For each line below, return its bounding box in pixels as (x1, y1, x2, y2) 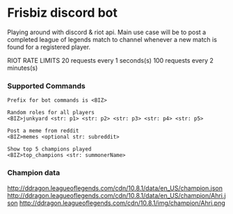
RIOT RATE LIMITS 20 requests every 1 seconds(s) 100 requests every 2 (7, 56, 214, 64)
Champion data (7, 168, 61, 178)
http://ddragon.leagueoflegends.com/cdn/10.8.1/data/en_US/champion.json (7, 183, 223, 192)
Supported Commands (7, 81, 86, 91)
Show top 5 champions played (7, 146, 92, 153)
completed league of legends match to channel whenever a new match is (7, 35, 218, 43)
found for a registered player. (7, 43, 91, 51)
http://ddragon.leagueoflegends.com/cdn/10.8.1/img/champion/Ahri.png (19, 199, 226, 207)
